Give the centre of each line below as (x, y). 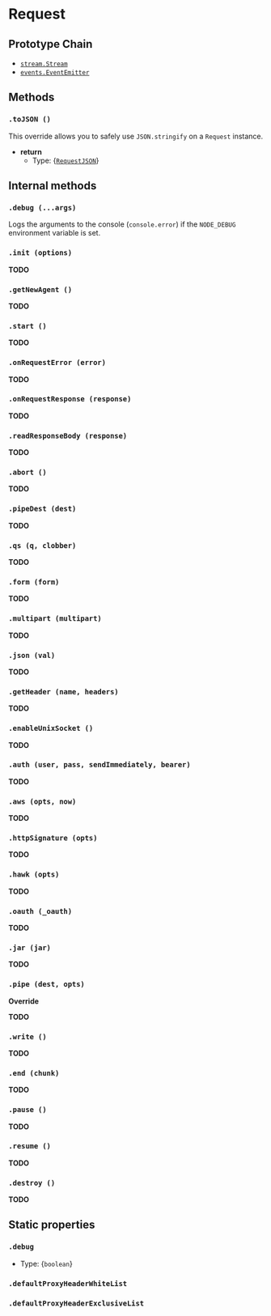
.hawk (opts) (34, 875)
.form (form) (34, 582)
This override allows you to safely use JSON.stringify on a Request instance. (136, 136)
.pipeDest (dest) (42, 509)
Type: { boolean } (46, 1263)
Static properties (52, 1225)
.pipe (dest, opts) (47, 985)
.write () (28, 1036)
